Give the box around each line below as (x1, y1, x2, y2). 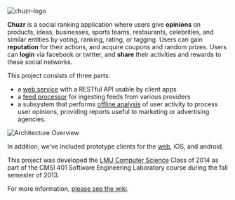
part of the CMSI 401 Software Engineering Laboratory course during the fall (7, 163, 228, 172)
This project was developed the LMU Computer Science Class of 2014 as (7, 156, 219, 164)
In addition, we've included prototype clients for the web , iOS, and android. (7, 142, 224, 151)
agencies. (17, 115, 46, 123)
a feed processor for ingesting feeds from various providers (17, 92, 191, 101)
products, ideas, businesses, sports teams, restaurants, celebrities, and (7, 28, 214, 36)
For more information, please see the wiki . (7, 185, 129, 193)
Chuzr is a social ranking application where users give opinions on (7, 20, 201, 28)
